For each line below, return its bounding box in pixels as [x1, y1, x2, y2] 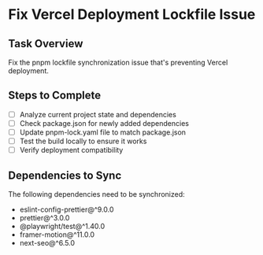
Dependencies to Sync [8, 168, 122, 182]
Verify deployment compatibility [19, 146, 124, 155]
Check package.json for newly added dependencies [19, 118, 189, 128]
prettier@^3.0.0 [19, 213, 70, 222]
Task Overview [8, 37, 83, 50]
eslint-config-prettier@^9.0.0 [19, 205, 114, 214]
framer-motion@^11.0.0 [19, 230, 95, 239]
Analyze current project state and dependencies [19, 109, 177, 119]
